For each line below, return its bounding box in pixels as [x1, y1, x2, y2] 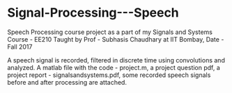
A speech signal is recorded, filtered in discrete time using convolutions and [7, 56, 225, 64]
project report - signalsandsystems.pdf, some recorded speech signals [7, 71, 211, 79]
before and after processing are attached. [7, 78, 127, 86]
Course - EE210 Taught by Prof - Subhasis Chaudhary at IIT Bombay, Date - [7, 35, 224, 43]
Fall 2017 [7, 42, 33, 51]
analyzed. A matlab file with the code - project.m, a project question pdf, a [7, 63, 221, 71]
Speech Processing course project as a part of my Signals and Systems [7, 28, 212, 36]
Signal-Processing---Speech [7, 5, 179, 21]
